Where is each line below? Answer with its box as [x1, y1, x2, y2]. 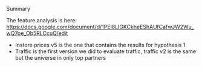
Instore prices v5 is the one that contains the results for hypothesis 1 [15, 42, 186, 48]
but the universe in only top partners [15, 54, 106, 61]
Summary [6, 5, 31, 12]
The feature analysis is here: [6, 17, 77, 24]
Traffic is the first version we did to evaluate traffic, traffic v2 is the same [15, 48, 197, 55]
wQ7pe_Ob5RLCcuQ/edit [6, 30, 68, 37]
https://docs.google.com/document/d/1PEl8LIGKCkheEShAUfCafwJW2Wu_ [6, 24, 194, 30]
